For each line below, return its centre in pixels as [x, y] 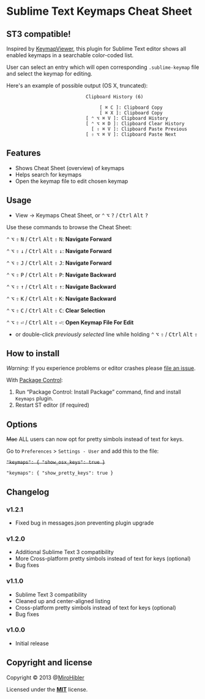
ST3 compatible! [39, 34]
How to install [33, 353]
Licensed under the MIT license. [47, 689]
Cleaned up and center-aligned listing [63, 601]
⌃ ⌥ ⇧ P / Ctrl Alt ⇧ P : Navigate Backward [61, 275]
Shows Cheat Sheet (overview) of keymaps [69, 168]
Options [22, 424]
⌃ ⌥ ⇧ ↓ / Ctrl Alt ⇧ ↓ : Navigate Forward [59, 251]
